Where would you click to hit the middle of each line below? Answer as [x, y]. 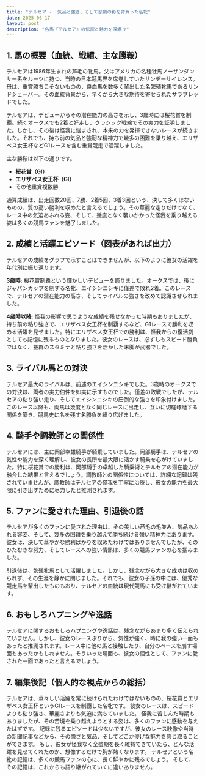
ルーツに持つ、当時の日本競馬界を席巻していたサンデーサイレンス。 [113, 79]
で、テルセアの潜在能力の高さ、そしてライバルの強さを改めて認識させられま [102, 296]
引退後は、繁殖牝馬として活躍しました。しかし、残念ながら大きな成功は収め [103, 570]
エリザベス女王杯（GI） [45, 179]
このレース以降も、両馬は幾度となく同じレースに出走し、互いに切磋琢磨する [102, 407]
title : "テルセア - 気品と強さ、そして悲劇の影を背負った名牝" [79, 12]
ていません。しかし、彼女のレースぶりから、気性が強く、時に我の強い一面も [102, 638]
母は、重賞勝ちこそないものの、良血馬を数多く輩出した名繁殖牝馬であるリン [103, 87]
